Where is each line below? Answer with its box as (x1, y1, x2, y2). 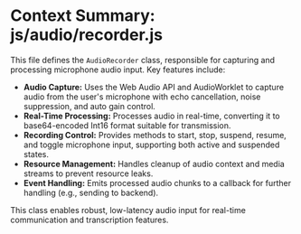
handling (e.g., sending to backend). (23, 187, 159, 198)
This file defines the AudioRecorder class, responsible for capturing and (10, 54, 275, 65)
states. (23, 148, 49, 159)
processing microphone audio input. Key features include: (10, 64, 226, 75)
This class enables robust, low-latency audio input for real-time (10, 204, 247, 215)
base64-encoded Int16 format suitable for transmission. (23, 119, 231, 131)
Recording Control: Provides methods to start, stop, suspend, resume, (23, 129, 287, 140)
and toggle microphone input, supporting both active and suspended (23, 139, 280, 150)
